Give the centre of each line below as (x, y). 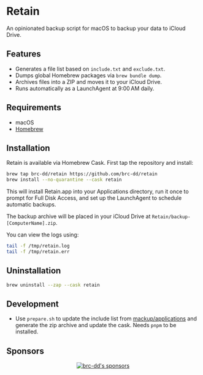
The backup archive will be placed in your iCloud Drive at (79, 216)
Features (24, 54)
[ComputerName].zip (31, 224)
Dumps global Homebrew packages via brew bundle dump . (88, 75)
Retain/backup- (171, 217)
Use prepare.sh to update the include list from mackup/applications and (106, 319)
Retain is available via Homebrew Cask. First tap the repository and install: (100, 163)
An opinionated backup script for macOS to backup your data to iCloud (96, 28)
